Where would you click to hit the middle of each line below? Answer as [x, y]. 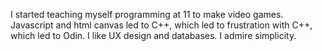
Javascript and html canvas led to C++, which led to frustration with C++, [161, 25]
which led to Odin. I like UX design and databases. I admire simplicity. [153, 35]
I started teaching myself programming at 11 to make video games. [147, 14]
